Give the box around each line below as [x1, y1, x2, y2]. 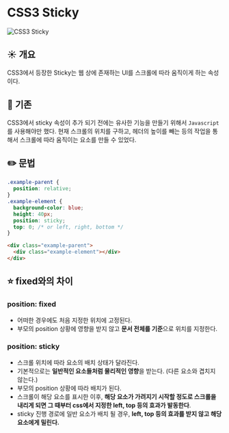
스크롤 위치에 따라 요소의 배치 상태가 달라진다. [16, 358, 140, 367]
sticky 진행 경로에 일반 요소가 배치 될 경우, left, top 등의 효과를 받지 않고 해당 [16, 409, 222, 418]
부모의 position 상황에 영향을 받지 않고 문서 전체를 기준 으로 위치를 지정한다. [16, 324, 217, 332]
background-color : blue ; [13, 204, 84, 211]
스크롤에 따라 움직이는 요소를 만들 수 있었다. [19, 135, 137, 144]
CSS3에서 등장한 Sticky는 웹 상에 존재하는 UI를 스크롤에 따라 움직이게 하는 [7, 68, 206, 77]
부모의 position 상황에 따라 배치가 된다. [16, 384, 122, 392]
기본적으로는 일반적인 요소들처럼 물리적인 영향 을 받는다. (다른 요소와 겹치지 [16, 367, 216, 375]
